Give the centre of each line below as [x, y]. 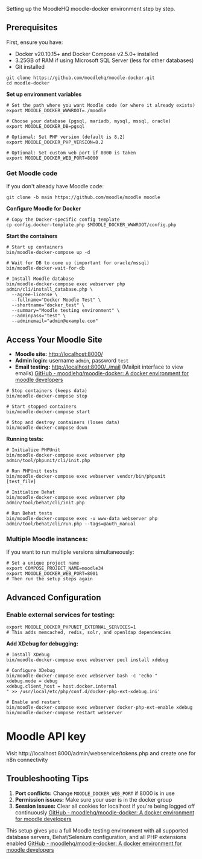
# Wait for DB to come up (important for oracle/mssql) [78, 263]
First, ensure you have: [35, 42]
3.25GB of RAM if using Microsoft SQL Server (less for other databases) [104, 60]
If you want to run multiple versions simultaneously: [70, 552]
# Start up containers [35, 247]
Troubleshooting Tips [48, 778]
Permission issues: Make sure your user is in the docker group [93, 799]
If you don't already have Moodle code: [55, 186]
